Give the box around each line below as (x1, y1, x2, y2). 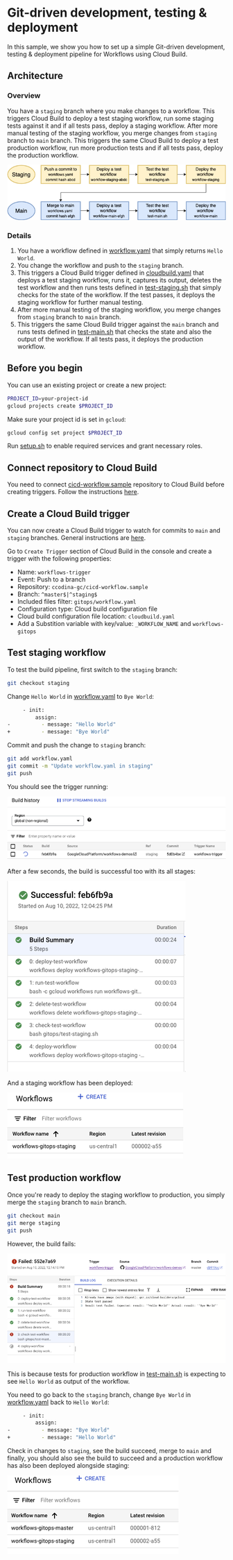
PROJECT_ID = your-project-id (7, 395, 89, 402)
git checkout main (7, 1212, 60, 1219)
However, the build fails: (7, 1239, 76, 1248)
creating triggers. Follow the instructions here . (7, 488, 139, 496)
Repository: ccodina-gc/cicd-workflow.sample (17, 583, 148, 591)
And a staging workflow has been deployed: (7, 1079, 133, 1087)
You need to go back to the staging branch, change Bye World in (7, 1390, 191, 1399)
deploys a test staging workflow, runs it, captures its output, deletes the (17, 275, 222, 284)
